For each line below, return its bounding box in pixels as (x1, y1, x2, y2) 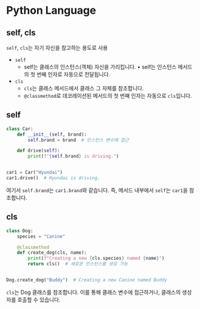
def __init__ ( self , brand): (17, 131, 87, 137)
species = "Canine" (17, 233, 66, 239)
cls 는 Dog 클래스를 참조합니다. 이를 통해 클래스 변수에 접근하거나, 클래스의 (6, 289, 181, 296)
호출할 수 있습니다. (17, 296, 61, 303)
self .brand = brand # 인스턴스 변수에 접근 (28, 137, 129, 143)
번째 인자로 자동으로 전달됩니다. (37, 71, 111, 78)
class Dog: (6, 227, 34, 234)
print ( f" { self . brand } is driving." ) (28, 154, 119, 160)
